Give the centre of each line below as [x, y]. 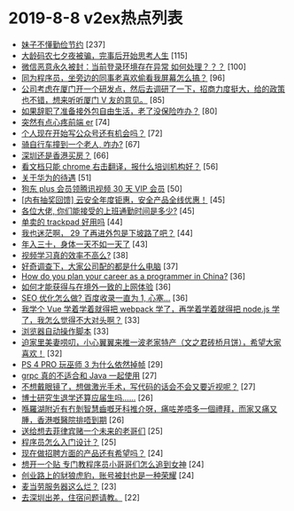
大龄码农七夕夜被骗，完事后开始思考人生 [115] [104, 55]
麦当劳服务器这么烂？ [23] [69, 486]
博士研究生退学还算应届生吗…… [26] [87, 397]
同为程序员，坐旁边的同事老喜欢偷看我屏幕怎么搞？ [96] [123, 77]
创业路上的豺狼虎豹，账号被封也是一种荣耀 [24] [108, 475]
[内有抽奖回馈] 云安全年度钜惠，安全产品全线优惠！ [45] [123, 200]
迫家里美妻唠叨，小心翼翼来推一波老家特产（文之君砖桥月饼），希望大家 [151, 342]
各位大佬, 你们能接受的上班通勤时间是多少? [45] [108, 210]
